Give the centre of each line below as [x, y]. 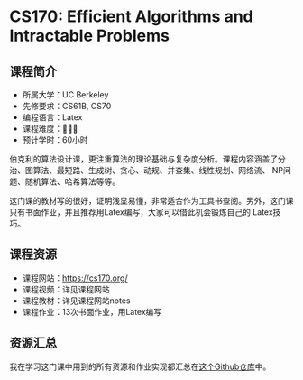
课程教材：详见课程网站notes [76, 301]
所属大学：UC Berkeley [65, 95]
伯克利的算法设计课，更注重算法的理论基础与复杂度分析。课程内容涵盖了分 [147, 159]
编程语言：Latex [52, 117]
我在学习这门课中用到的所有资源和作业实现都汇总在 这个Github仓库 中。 [140, 366]
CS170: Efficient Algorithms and [132, 17]
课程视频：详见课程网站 [66, 289]
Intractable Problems [89, 36]
